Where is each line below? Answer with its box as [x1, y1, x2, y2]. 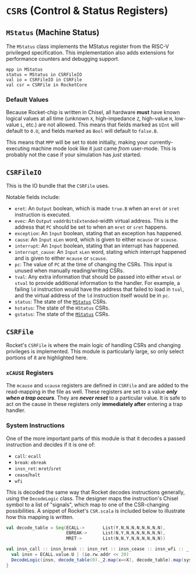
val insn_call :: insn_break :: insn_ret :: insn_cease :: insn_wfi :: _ [6, 546, 190, 552]
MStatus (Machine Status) [6, 28, 100, 37]
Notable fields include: [6, 194, 60, 201]
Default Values [6, 95, 49, 104]
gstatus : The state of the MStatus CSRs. [14, 311, 110, 318]
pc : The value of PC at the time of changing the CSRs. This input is [14, 261, 173, 268]
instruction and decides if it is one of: [6, 441, 96, 448]
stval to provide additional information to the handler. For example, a [14, 280, 180, 287]
